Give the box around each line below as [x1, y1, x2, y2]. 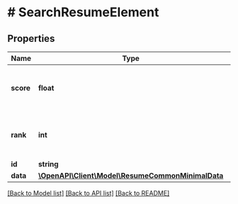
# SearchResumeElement [7, 4, 159, 21]
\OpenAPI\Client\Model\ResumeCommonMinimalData [38, 171, 224, 181]
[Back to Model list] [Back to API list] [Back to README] [7, 189, 170, 197]
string [38, 159, 59, 169]
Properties [7, 33, 55, 45]
